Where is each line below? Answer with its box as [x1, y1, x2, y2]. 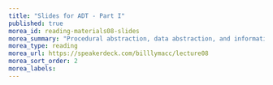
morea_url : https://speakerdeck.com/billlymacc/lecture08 [8, 49, 209, 57]
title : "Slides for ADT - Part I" [8, 11, 126, 20]
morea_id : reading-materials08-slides [8, 27, 140, 35]
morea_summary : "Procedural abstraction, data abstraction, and [8, 34, 231, 43]
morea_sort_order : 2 [8, 57, 79, 66]
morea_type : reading [8, 42, 79, 50]
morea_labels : [8, 65, 57, 73]
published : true [8, 19, 63, 28]
